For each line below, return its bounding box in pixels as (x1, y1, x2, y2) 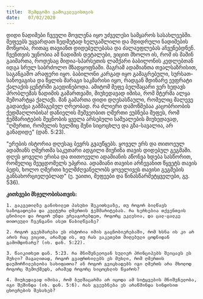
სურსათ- (171, 70, 193, 77)
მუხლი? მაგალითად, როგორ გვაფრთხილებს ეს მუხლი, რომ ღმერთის (6, 255, 165, 261)
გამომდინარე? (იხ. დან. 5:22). (6, 239, 86, 246)
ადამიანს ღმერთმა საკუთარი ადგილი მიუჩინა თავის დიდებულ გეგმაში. (6, 146, 192, 154)
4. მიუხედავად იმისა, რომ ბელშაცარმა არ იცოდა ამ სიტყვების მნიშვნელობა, (6, 277, 198, 283)
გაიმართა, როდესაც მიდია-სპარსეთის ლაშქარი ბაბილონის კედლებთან (6, 57, 194, 64)
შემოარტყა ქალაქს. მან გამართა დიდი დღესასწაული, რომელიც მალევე (6, 95, 193, 103)
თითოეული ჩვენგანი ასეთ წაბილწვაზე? (6, 218, 99, 224)
